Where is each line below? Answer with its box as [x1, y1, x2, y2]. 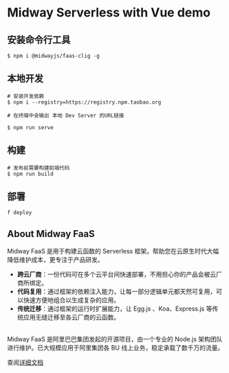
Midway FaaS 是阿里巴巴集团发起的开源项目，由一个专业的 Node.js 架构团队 [7, 335, 223, 343]
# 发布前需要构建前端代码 [7, 164, 70, 171]
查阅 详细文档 [7, 359, 43, 367]
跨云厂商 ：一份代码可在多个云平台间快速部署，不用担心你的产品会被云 [17, 270, 217, 279]
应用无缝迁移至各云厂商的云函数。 [23, 313, 120, 321]
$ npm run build [7, 170, 54, 177]
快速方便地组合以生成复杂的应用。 [23, 296, 120, 304]
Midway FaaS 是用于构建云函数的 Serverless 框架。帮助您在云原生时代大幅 [7, 247, 219, 256]
